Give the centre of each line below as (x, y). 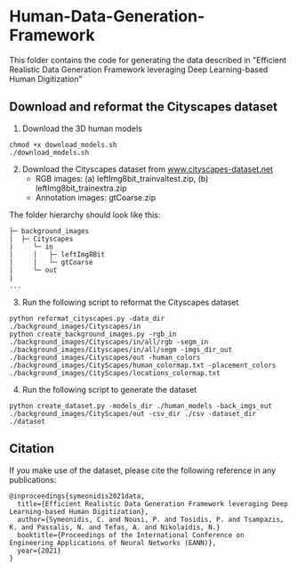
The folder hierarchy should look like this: (85, 215)
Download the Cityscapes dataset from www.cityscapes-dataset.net (148, 169)
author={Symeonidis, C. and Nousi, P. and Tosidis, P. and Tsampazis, (151, 519)
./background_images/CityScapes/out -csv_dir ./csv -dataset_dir (132, 413)
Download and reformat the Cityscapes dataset (144, 107)
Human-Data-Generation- (107, 16)
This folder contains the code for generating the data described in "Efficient (148, 60)
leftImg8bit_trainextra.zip (81, 188)
